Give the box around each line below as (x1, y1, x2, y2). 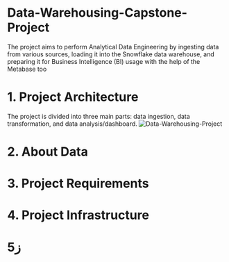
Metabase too (7, 65, 47, 73)
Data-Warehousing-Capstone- (7, 5, 187, 21)
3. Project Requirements (7, 176, 149, 192)
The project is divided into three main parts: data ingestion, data (7, 112, 191, 120)
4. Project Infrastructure (7, 207, 149, 223)
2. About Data (7, 144, 88, 160)
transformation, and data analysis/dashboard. (7, 120, 137, 128)
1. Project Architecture (7, 89, 139, 105)
